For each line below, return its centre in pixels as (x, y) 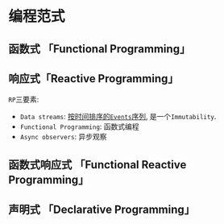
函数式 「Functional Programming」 (100, 49)
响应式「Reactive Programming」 (93, 79)
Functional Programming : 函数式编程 (79, 127)
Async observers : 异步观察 (63, 137)
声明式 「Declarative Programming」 (102, 210)
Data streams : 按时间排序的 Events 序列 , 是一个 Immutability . (118, 117)
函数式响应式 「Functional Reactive (97, 165)
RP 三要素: (24, 100)
